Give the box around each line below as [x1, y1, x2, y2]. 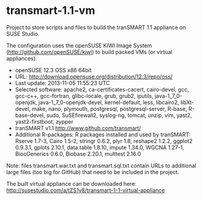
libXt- [180, 98, 194, 106]
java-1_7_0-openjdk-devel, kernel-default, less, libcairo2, [38, 98, 180, 106]
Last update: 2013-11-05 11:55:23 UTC [15, 79, 110, 87]
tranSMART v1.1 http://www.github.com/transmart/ [15, 124, 141, 132]
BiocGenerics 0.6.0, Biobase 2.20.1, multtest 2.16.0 [15, 150, 141, 158]
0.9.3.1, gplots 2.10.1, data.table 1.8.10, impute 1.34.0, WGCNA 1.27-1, [15, 144, 184, 151]
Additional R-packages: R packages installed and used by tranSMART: [15, 131, 191, 138]
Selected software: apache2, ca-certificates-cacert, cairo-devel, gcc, [15, 85, 189, 93]
